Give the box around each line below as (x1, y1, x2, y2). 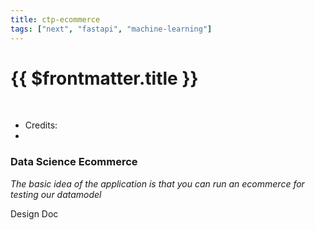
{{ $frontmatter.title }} (10, 67, 199, 90)
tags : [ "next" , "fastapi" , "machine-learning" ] (10, 24, 213, 34)
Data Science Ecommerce (10, 155, 138, 169)
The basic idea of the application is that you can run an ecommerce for (10, 177, 305, 190)
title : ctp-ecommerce (10, 14, 101, 25)
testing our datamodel (10, 188, 102, 200)
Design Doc (10, 207, 59, 220)
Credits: (24, 119, 58, 131)
